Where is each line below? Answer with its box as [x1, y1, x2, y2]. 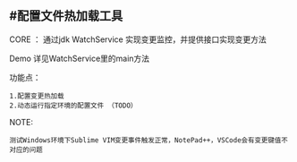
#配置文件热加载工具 [9, 8, 123, 24]
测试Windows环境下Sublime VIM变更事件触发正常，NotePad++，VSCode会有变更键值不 [9, 135, 288, 145]
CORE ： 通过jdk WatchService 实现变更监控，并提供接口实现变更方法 [9, 34, 267, 45]
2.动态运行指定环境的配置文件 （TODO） [9, 101, 138, 110]
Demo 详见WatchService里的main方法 [9, 53, 150, 64]
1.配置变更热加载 [9, 91, 64, 100]
